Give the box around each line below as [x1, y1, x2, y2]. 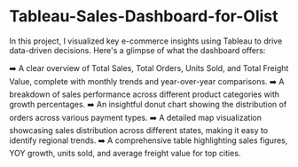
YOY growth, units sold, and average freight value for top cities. [9, 147, 241, 158]
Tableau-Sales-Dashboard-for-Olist [9, 6, 278, 27]
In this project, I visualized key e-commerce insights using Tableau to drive [9, 36, 283, 46]
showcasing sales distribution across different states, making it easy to [9, 124, 269, 135]
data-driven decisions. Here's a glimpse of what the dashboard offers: [9, 44, 266, 55]
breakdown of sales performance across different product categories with [9, 89, 280, 99]
